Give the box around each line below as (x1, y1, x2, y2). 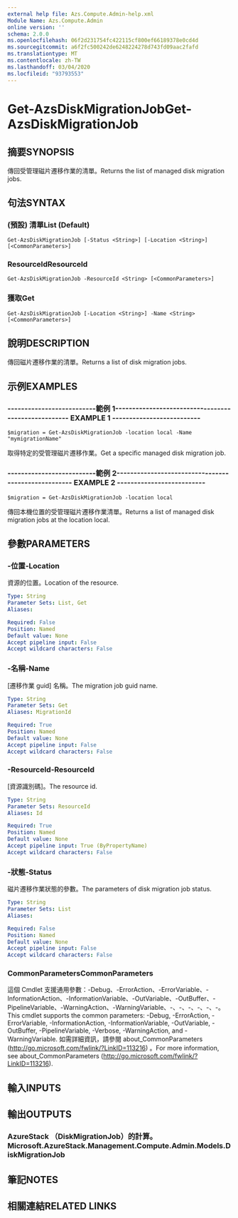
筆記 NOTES (7, 1174, 59, 1186)
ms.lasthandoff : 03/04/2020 (7, 63, 91, 71)
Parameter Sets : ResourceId (7, 803, 91, 810)
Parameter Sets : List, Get (7, 600, 87, 607)
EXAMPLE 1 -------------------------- (70, 413, 201, 423)
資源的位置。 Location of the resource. (7, 578, 119, 587)
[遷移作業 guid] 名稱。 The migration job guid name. (7, 681, 158, 690)
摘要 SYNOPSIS (7, 146, 75, 158)
